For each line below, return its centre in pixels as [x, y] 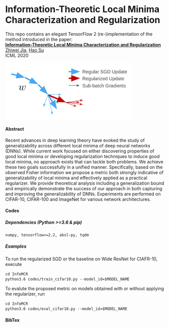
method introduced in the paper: [39, 39]
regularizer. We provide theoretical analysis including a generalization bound [85, 183]
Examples [16, 246]
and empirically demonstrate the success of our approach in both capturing [84, 188]
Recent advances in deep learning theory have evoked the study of [75, 140]
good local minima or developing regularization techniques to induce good [82, 156]
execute [14, 264]
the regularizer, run [25, 294]
